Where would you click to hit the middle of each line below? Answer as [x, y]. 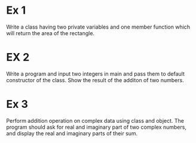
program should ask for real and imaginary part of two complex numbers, [97, 127]
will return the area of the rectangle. [50, 33]
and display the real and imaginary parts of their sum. [72, 133]
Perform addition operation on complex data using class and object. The [95, 120]
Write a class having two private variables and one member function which [98, 27]
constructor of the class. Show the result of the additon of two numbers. [95, 80]
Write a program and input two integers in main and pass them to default [96, 74]
